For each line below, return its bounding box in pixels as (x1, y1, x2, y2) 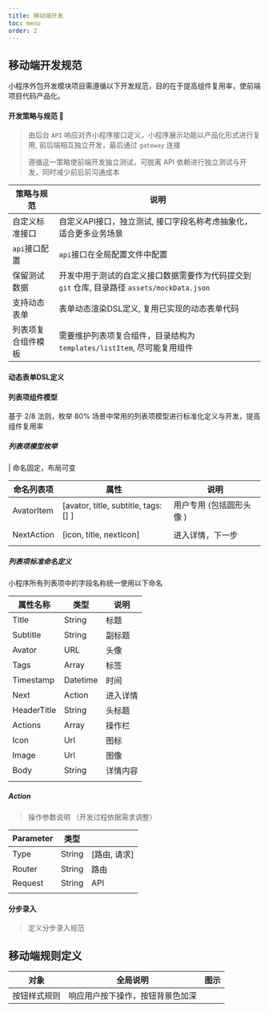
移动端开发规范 (8, 58, 82, 72)
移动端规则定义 (8, 949, 82, 962)
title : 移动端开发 (8, 11, 64, 20)
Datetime (63, 674, 98, 686)
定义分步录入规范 (27, 923, 85, 933)
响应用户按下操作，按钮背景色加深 (68, 990, 198, 1002)
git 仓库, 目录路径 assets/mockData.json (58, 282, 211, 293)
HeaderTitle (12, 705, 57, 716)
